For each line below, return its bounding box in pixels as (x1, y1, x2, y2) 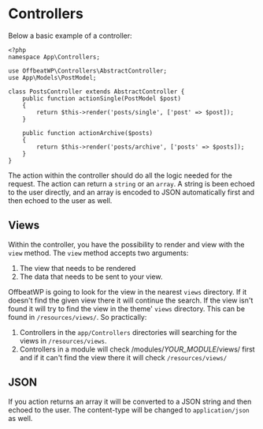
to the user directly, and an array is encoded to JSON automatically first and (8, 187, 254, 197)
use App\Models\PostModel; (8, 73, 97, 81)
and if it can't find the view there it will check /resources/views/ (19, 352, 228, 362)
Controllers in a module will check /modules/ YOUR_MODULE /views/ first (19, 344, 255, 354)
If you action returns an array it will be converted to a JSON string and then (8, 397, 252, 406)
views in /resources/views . (19, 336, 107, 345)
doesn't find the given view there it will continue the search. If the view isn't (8, 295, 254, 305)
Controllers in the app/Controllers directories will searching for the (19, 327, 238, 337)
